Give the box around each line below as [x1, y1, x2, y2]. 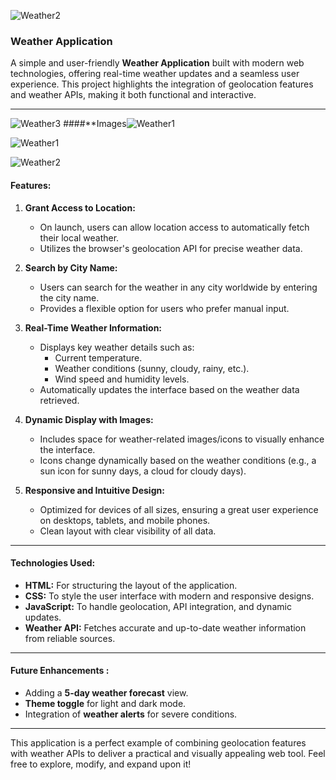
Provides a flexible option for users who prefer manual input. [39, 302, 290, 314]
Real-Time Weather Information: [24, 321, 163, 334]
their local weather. [39, 231, 120, 244]
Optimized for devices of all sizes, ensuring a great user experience [39, 503, 319, 515]
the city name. [39, 291, 100, 304]
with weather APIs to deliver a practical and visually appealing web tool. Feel [10, 747, 326, 759]
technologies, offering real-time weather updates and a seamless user [10, 68, 300, 80]
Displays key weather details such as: [39, 341, 195, 353]
